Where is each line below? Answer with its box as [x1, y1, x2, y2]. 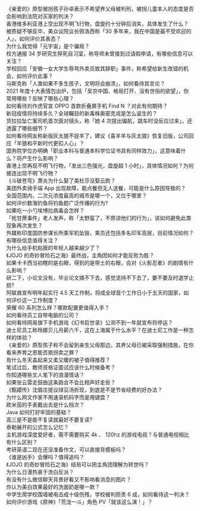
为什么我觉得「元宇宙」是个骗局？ [6, 42, 90, 50]
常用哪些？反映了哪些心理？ [6, 95, 74, 102]
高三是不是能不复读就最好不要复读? [6, 416, 93, 423]
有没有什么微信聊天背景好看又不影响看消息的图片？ [6, 476, 132, 483]
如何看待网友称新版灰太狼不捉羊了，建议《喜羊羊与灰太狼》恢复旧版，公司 [6, 132, 189, 139]
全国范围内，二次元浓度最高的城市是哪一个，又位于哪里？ [6, 192, 147, 199]
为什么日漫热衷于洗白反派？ [6, 469, 74, 475]
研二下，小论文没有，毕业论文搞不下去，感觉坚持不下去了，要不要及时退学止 [6, 274, 194, 281]
